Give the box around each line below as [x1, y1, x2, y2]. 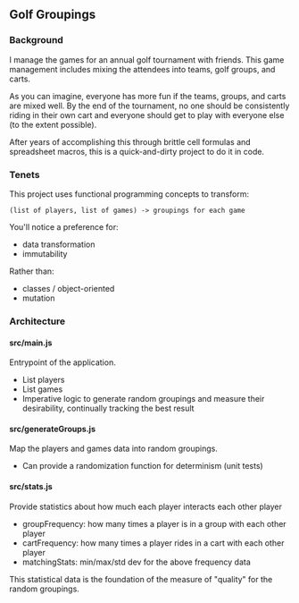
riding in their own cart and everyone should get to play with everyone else [9, 109, 285, 120]
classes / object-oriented [21, 283, 115, 293]
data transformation [21, 239, 96, 250]
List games [21, 384, 63, 395]
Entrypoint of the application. [9, 357, 116, 368]
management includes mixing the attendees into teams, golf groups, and [9, 64, 276, 74]
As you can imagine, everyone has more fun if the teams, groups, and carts [9, 90, 287, 101]
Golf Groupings [9, 7, 96, 22]
